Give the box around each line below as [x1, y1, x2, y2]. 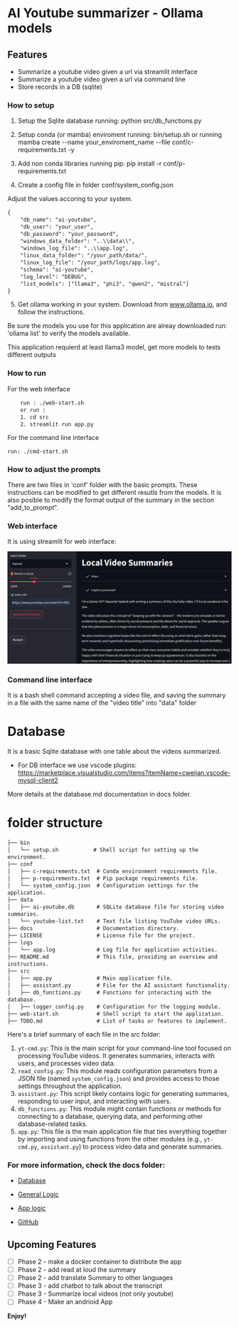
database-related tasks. [17, 1120, 87, 1128]
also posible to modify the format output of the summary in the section [7, 496, 215, 504]
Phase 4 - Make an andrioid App [17, 1298, 113, 1306]
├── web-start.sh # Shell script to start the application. [7, 1010, 224, 1018]
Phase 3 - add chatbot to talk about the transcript [17, 1281, 163, 1290]
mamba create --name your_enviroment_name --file [17, 138, 171, 147]
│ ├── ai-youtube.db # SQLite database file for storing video [7, 903, 224, 911]
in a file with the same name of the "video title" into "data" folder [7, 698, 197, 707]
